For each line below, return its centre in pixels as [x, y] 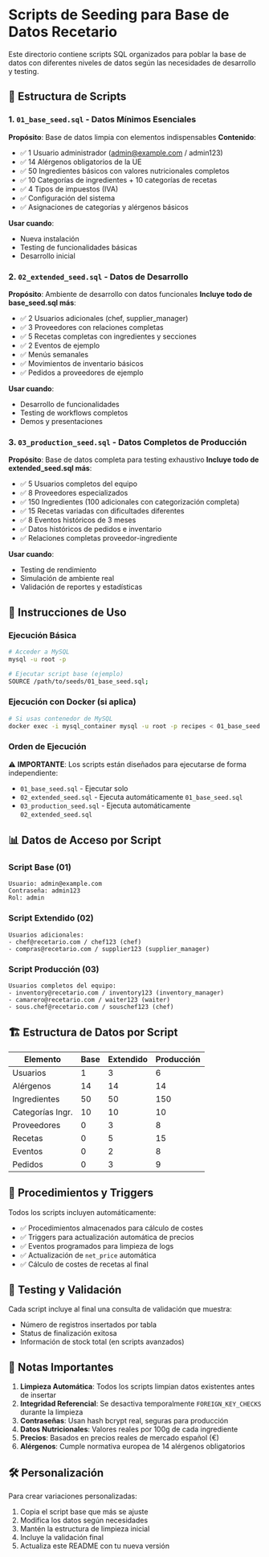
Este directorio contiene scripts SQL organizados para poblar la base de [127, 54]
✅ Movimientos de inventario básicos [82, 363]
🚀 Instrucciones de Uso [67, 612]
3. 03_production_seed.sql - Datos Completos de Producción [128, 442]
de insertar [38, 1395]
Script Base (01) [40, 867]
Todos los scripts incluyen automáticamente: [82, 1212]
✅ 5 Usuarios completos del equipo [79, 484]
